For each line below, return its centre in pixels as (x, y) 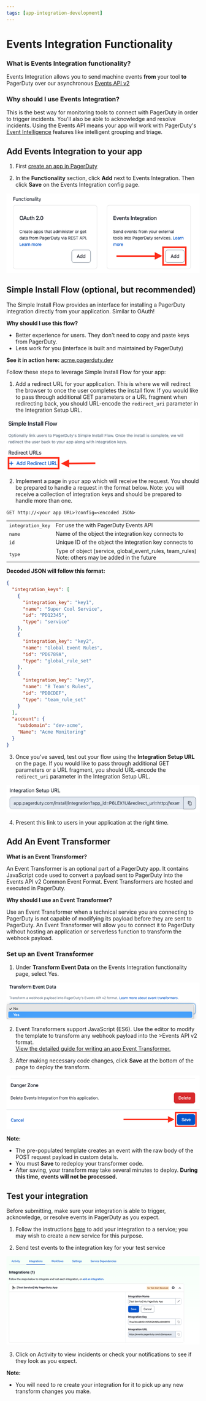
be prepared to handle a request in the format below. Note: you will (100, 488)
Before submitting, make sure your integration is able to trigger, (86, 1211)
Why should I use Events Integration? (63, 100)
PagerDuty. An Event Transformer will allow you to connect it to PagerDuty (101, 925)
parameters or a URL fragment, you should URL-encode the (90, 770)
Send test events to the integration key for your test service (90, 1247)
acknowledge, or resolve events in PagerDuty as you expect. (83, 1217)
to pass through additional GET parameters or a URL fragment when (101, 397)
